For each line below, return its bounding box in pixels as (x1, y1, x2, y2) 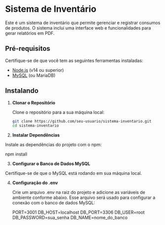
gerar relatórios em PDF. (5, 30, 55, 36)
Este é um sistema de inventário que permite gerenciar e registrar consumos (5, 20, 161, 26)
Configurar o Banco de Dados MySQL (12, 161, 91, 167)
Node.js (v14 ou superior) (12, 67, 64, 73)
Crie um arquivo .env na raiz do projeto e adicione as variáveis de (12, 190, 145, 195)
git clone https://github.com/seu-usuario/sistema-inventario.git (12, 119, 152, 124)
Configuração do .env (12, 180, 58, 186)
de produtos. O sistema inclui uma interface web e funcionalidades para (5, 25, 151, 31)
